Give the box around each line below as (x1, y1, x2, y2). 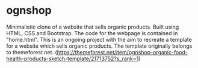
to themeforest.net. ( (6, 48, 57, 55)
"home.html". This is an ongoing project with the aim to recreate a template (6, 36, 193, 43)
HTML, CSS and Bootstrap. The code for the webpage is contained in (6, 29, 178, 36)
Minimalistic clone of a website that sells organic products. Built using (6, 23, 179, 30)
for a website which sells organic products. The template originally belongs (6, 42, 193, 50)
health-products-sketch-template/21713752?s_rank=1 (6, 55, 139, 62)
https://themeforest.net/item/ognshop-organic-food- (57, 48, 188, 55)
